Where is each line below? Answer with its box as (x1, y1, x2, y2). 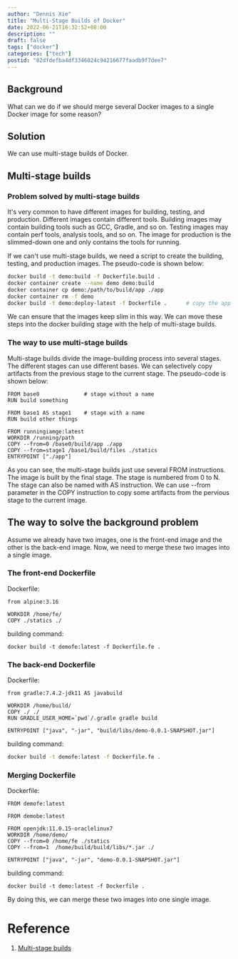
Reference (7, 920, 70, 936)
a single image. (7, 550, 52, 559)
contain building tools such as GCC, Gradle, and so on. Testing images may (7, 222, 229, 232)
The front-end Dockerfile (7, 568, 96, 578)
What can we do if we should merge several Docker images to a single (7, 102, 214, 111)
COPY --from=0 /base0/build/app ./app (7, 440, 123, 448)
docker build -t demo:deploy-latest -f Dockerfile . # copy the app (7, 299, 232, 307)
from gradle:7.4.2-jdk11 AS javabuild (7, 689, 123, 697)
